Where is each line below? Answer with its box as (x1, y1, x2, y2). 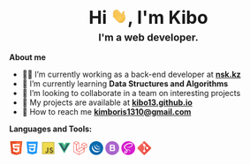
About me (9, 51, 47, 63)
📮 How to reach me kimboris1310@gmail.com (21, 106, 192, 116)
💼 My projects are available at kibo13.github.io (21, 97, 193, 108)
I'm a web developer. (98, 31, 199, 44)
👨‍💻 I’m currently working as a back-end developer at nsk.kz (21, 69, 241, 79)
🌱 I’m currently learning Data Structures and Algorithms (21, 78, 229, 89)
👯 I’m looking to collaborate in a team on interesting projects (21, 87, 241, 98)
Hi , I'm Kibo (88, 6, 208, 28)
